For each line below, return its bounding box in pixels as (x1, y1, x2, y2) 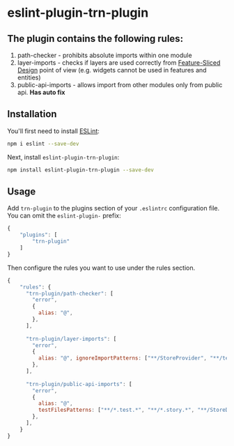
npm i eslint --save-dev (7, 140, 79, 147)
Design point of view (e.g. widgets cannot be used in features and (17, 66, 207, 74)
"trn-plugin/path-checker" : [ (25, 290, 114, 297)
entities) (17, 73, 41, 82)
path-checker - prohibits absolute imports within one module (17, 51, 193, 59)
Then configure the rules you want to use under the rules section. (7, 263, 196, 272)
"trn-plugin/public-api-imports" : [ (25, 380, 132, 387)
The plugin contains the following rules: (7, 33, 183, 45)
